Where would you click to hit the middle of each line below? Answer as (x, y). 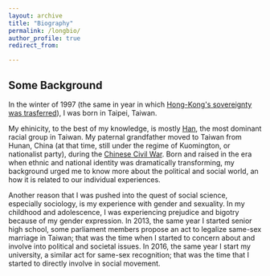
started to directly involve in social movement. (84, 263)
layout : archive (35, 16)
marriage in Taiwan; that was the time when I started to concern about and (132, 237)
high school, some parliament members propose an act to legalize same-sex (135, 229)
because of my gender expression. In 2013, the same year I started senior (130, 221)
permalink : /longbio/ (45, 30)
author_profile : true (45, 38)
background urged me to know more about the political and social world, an (133, 171)
